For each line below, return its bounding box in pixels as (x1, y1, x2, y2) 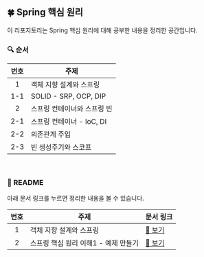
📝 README (7, 178, 44, 188)
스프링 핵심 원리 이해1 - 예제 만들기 (30, 238, 139, 248)
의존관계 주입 (30, 130, 71, 139)
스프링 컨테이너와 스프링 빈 (30, 104, 113, 113)
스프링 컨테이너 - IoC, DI (30, 117, 107, 126)
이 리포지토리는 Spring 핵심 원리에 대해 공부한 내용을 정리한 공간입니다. (7, 26, 198, 34)
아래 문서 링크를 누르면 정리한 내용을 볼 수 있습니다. (7, 194, 144, 203)
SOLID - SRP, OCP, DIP (30, 91, 106, 101)
